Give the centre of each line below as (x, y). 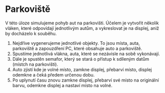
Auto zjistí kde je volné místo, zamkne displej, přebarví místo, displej (82, 69)
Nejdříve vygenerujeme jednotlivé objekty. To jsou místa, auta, (76, 43)
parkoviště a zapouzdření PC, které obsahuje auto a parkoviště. (77, 48)
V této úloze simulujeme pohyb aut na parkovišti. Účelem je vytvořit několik (82, 23)
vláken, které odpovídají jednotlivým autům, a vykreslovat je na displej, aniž (82, 28)
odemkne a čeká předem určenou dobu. (53, 75)
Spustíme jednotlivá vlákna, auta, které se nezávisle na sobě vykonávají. (86, 54)
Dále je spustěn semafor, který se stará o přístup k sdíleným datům (81, 59)
